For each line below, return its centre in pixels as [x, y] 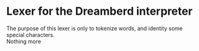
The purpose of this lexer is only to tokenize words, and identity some [95, 28]
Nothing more [24, 41]
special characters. [31, 34]
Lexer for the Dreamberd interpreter [99, 11]
